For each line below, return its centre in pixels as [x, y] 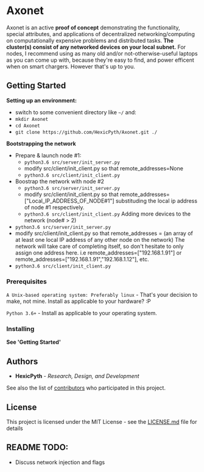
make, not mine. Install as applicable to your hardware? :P [79, 301]
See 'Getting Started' [33, 342]
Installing [20, 329]
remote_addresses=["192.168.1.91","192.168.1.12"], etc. [82, 259]
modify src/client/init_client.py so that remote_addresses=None [104, 168]
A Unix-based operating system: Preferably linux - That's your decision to [102, 295]
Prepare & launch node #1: [48, 155]
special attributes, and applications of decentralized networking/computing [100, 34]
